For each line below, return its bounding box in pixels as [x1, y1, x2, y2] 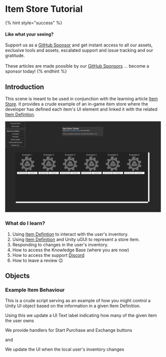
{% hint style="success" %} [5, 20, 63, 26]
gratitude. [5, 53, 25, 59]
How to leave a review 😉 [12, 257, 63, 263]
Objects [5, 272, 30, 280]
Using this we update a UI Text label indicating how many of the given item [5, 313, 157, 318]
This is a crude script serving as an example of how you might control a [5, 298, 151, 304]
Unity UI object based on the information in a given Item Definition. [5, 303, 141, 309]
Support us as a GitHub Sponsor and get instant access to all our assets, [5, 42, 153, 48]
